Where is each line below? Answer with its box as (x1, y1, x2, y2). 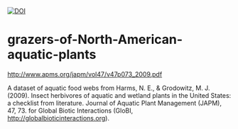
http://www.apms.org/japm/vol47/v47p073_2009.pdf (7, 69, 163, 78)
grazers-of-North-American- (7, 32, 183, 47)
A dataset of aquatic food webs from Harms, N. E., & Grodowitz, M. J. (7, 84, 210, 92)
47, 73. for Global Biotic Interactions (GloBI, (7, 106, 134, 115)
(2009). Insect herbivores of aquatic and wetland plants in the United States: (7, 91, 232, 99)
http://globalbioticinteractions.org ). (7, 113, 110, 122)
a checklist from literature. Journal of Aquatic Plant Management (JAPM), (7, 99, 222, 107)
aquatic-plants (7, 47, 97, 63)
